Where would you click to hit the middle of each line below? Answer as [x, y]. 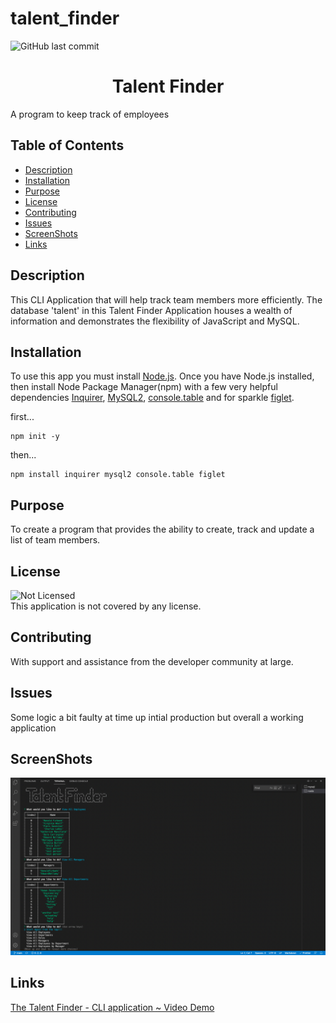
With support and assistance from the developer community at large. [152, 661]
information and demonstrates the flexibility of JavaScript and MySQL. [155, 321]
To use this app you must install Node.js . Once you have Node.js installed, [162, 376]
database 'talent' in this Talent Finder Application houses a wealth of [151, 310]
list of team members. [55, 540]
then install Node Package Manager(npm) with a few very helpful [144, 387]
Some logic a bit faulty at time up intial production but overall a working [157, 717]
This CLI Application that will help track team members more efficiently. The [166, 299]
